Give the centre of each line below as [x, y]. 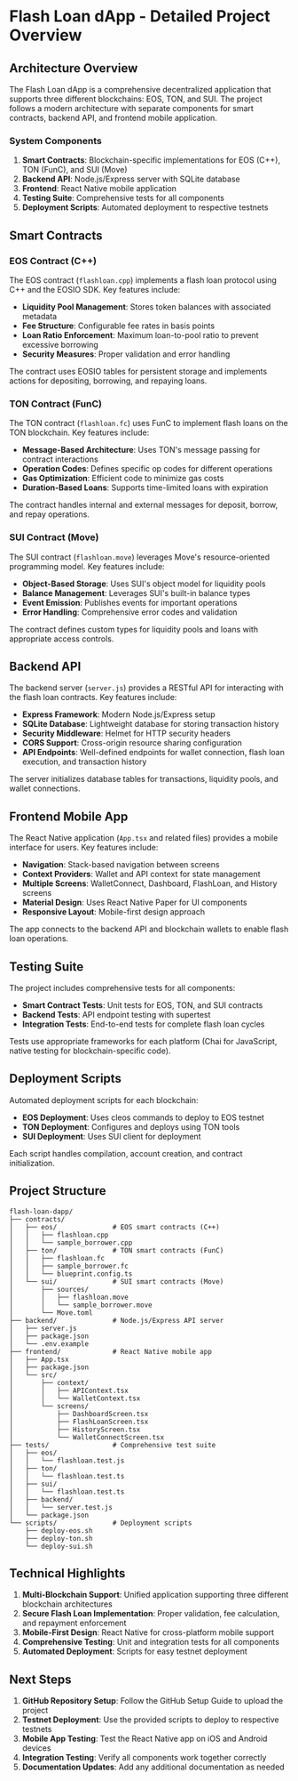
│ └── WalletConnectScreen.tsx [87, 1437]
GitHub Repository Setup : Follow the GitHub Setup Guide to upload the [153, 1701]
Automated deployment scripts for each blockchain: [104, 1100]
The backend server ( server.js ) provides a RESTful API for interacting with [146, 688]
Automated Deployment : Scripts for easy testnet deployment [135, 1651]
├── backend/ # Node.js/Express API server [117, 1320]
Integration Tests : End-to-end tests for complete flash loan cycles [143, 1024]
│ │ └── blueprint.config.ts [71, 1274]
